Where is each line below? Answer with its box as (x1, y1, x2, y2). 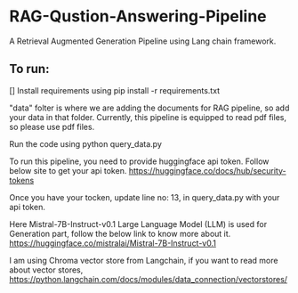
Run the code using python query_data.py (9, 138, 162, 149)
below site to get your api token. (9, 165, 127, 175)
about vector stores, (9, 265, 84, 275)
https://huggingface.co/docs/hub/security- (128, 165, 286, 175)
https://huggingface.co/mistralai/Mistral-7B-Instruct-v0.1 (9, 238, 216, 248)
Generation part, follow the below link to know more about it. (9, 228, 231, 239)
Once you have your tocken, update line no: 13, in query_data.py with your (9, 191, 280, 202)
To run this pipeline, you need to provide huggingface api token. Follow (9, 156, 270, 167)
